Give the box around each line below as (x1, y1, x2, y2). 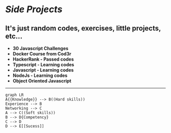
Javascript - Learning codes (12, 67, 74, 73)
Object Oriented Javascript (12, 78, 72, 84)
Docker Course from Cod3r (12, 51, 71, 57)
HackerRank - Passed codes (12, 56, 74, 62)
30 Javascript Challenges (12, 45, 69, 51)
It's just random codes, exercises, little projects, (5, 24, 161, 33)
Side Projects (5, 4, 63, 15)
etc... (5, 32, 23, 40)
